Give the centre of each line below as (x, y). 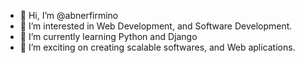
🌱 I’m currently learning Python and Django (108, 36)
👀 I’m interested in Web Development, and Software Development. (156, 26)
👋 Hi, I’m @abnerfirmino (69, 15)
